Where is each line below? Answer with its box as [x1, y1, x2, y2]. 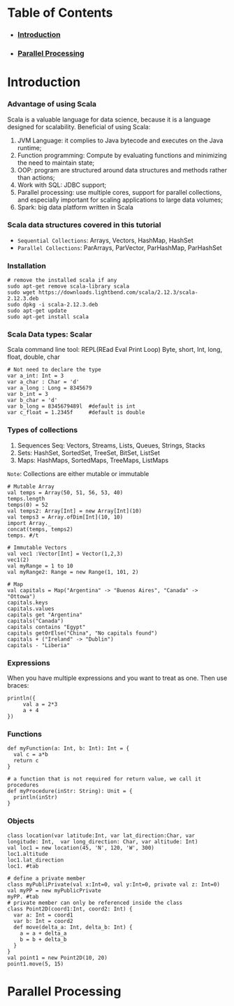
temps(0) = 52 [7, 501, 49, 508]
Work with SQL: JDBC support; [17, 180, 107, 189]
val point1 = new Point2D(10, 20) [7, 954, 108, 961]
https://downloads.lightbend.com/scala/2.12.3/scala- [38, 289, 198, 296]
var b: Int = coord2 [13, 917, 73, 924]
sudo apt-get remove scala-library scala [7, 283, 130, 290]
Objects [7, 816, 35, 826]
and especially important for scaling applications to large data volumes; [17, 195, 224, 204]
